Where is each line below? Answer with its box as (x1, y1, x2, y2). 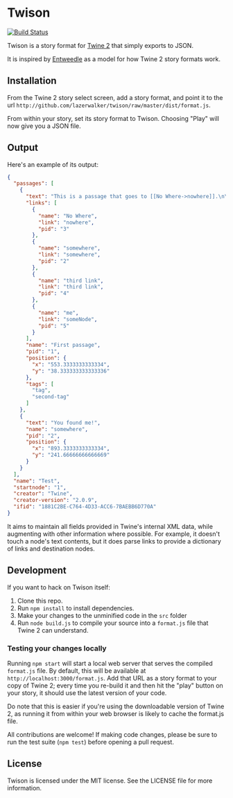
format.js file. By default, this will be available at (7, 667, 146, 675)
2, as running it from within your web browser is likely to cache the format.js (7, 710, 224, 718)
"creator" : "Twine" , (13, 490, 73, 498)
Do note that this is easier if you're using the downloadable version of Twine (7, 702, 225, 710)
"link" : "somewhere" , (37, 252, 101, 259)
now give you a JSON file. (7, 122, 81, 130)
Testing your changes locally (7, 643, 107, 653)
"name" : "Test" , (13, 478, 60, 484)
